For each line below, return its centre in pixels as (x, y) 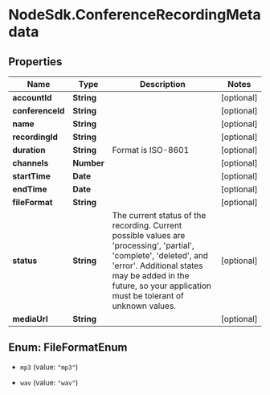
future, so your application (162, 286)
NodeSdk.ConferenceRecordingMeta (135, 15)
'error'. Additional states (157, 265)
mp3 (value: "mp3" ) (49, 367)
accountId (32, 98)
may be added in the (151, 276)
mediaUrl (30, 319)
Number (88, 163)
